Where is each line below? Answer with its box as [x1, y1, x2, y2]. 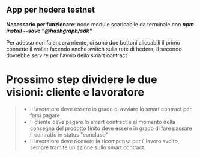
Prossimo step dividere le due [6, 73, 157, 86]
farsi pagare [29, 111, 60, 119]
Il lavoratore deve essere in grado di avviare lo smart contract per [29, 105, 192, 112]
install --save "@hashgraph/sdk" [6, 27, 92, 34]
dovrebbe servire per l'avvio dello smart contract [6, 51, 127, 59]
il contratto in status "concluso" [29, 131, 108, 138]
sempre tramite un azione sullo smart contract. [29, 144, 146, 151]
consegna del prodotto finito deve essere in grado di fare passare [29, 125, 192, 132]
